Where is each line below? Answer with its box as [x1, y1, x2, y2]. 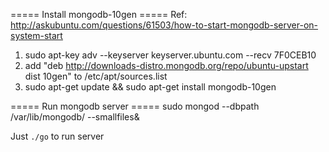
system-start [10, 30, 63, 41]
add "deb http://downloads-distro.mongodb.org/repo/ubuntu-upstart [24, 60, 309, 71]
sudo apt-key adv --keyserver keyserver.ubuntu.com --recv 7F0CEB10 [24, 49, 317, 61]
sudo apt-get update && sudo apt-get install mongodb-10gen [24, 81, 277, 93]
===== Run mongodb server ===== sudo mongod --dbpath [10, 100, 260, 112]
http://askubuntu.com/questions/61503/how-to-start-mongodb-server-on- [10, 19, 319, 31]
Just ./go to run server [10, 130, 105, 142]
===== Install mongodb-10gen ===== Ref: [10, 9, 188, 20]
